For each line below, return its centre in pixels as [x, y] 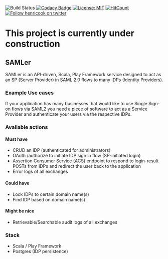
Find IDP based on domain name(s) [49, 199]
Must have [17, 139]
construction [33, 44]
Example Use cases [30, 93]
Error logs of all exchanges [40, 172]
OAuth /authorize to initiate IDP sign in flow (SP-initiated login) [76, 156]
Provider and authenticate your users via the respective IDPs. [68, 114]
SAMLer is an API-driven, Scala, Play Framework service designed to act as [83, 74]
